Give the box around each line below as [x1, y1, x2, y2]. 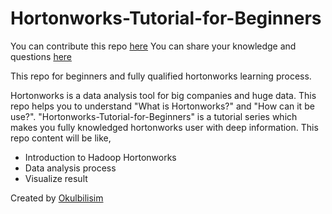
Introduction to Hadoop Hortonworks [24, 151, 177, 163]
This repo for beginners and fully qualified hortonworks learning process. [10, 70, 312, 82]
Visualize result [24, 172, 88, 184]
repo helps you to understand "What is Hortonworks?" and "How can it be [10, 100, 315, 112]
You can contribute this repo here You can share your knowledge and [10, 40, 297, 52]
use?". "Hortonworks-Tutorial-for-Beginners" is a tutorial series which [10, 110, 298, 122]
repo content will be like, [10, 132, 112, 144]
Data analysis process [24, 162, 117, 174]
